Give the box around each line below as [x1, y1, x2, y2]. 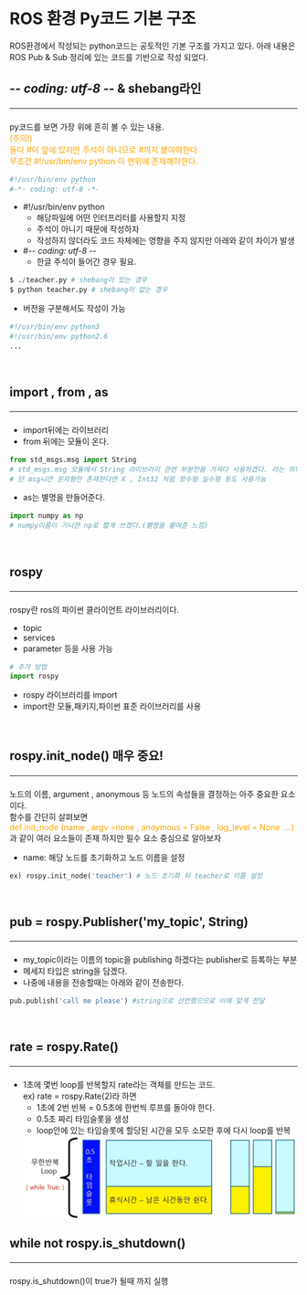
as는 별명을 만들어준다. [22, 492, 105, 503]
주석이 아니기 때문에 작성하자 [36, 224, 140, 235]
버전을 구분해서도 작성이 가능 [22, 302, 126, 313]
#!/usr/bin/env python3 [9, 321, 101, 332]
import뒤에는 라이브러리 [22, 424, 110, 435]
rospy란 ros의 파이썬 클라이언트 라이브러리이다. [9, 604, 180, 615]
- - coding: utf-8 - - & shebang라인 [9, 81, 202, 97]
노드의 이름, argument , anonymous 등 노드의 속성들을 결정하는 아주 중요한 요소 [9, 788, 296, 799]
